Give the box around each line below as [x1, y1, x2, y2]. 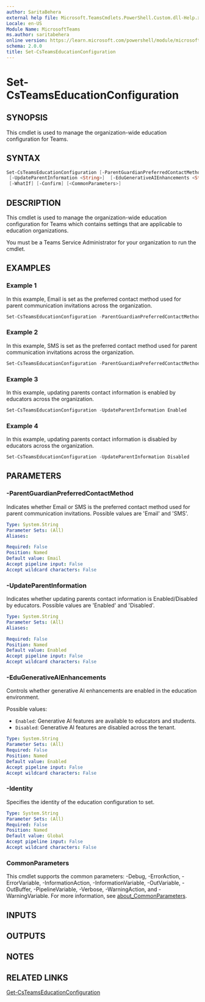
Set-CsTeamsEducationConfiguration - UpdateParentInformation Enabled [6, 407, 187, 413]
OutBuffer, [6, 886, 32, 893]
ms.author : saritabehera [6, 32, 70, 38]
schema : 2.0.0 [6, 43, 43, 50]
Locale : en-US [6, 20, 43, 26]
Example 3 [6, 375, 38, 383]
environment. [6, 693, 40, 701]
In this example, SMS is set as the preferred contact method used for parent [6, 342, 197, 349]
